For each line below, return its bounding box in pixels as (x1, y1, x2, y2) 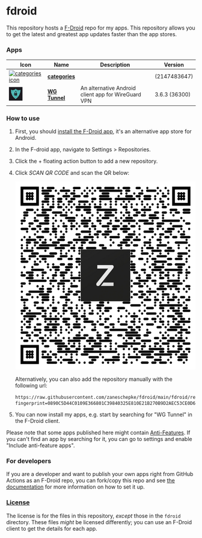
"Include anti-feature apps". (6, 442, 75, 449)
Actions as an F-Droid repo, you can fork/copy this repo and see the (6, 477, 176, 484)
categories (47, 73, 75, 80)
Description (100, 61, 130, 68)
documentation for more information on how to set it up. (6, 483, 145, 490)
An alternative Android (80, 84, 136, 92)
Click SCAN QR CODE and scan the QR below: (14, 169, 130, 177)
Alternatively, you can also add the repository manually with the (14, 375, 173, 383)
